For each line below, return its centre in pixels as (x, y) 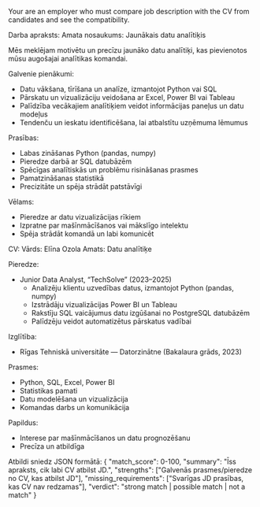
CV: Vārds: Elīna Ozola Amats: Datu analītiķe (80, 249)
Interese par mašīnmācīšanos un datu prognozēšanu (105, 438)
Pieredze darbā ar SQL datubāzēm (76, 161)
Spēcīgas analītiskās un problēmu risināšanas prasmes (109, 170)
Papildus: (23, 423)
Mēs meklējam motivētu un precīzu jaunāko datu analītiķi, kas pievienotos (128, 50)
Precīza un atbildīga (52, 446)
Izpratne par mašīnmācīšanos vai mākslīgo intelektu (104, 225)
